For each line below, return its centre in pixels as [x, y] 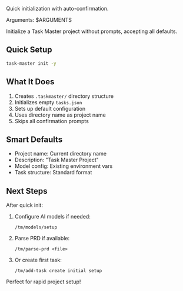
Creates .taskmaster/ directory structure [64, 96]
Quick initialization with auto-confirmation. [57, 9]
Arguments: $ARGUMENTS [39, 20]
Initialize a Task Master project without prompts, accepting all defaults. [92, 31]
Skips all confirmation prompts [52, 121]
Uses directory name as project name [60, 115]
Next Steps [27, 191]
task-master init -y [31, 63]
